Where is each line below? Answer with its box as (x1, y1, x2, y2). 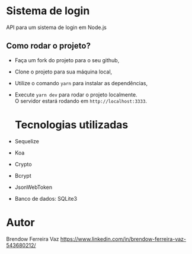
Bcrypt (14, 172, 31, 179)
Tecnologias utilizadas (14, 118, 129, 131)
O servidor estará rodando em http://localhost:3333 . (14, 97, 147, 104)
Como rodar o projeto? (6, 41, 91, 51)
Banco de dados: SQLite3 (14, 195, 78, 202)
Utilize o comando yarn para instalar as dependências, (14, 79, 148, 86)
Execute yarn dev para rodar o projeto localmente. (14, 91, 137, 98)
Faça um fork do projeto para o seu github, (14, 56, 120, 63)
